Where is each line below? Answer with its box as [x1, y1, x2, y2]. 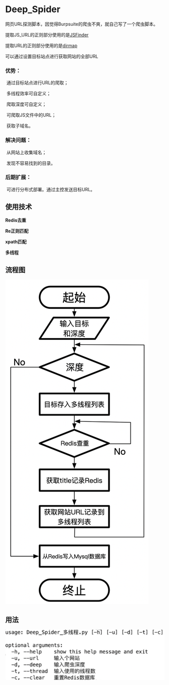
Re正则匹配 [5, 228, 29, 234]
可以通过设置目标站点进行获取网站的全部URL [5, 53, 99, 59]
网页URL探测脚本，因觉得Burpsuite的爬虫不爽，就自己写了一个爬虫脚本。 [5, 21, 158, 27]
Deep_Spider [5, 4, 61, 15]
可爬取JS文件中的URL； [6, 112, 57, 118]
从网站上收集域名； [6, 149, 47, 155]
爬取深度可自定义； [6, 101, 47, 107]
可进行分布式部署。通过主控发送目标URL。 [6, 186, 95, 192]
